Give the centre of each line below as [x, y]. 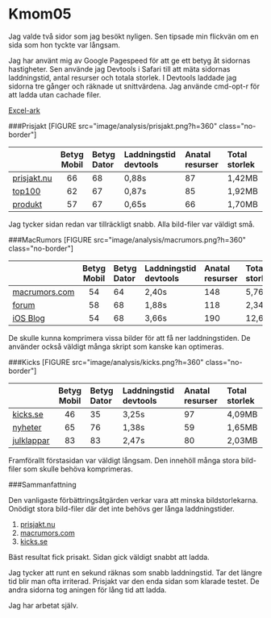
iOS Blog [29, 317]
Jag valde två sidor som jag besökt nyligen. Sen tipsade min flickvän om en [133, 36]
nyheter [27, 427]
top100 [27, 191]
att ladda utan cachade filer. [55, 94]
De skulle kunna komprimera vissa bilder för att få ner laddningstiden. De [130, 338]
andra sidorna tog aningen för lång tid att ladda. [88, 590]
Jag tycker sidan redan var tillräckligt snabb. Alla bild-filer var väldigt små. [132, 224]
